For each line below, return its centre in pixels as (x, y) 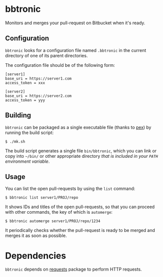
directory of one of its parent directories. (46, 55)
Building (18, 115)
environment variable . (27, 161)
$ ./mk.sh (15, 141)
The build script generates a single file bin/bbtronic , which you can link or (81, 151)
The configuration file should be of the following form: (60, 65)
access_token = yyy (25, 100)
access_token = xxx (25, 83)
